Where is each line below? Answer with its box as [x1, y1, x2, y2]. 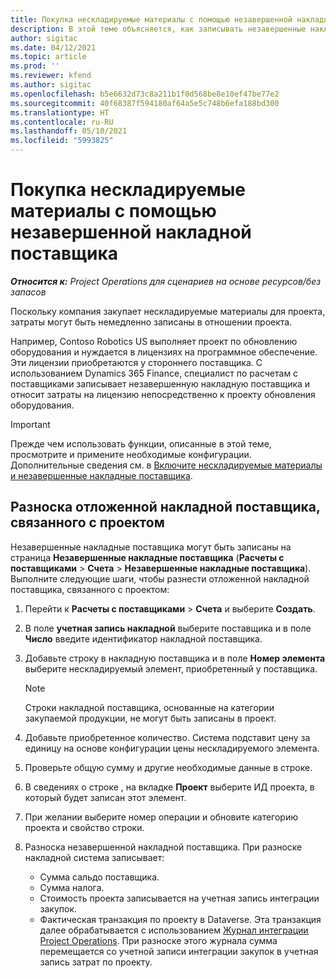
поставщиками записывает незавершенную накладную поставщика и [10, 377, 311, 390]
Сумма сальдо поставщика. [39, 871, 160, 883]
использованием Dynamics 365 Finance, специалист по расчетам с [10, 367, 299, 379]
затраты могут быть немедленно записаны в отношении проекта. [10, 316, 293, 328]
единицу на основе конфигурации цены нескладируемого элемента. [24, 742, 320, 754]
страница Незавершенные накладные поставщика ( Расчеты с [10, 551, 285, 563]
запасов [10, 286, 47, 298]
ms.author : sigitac [10, 80, 92, 90]
